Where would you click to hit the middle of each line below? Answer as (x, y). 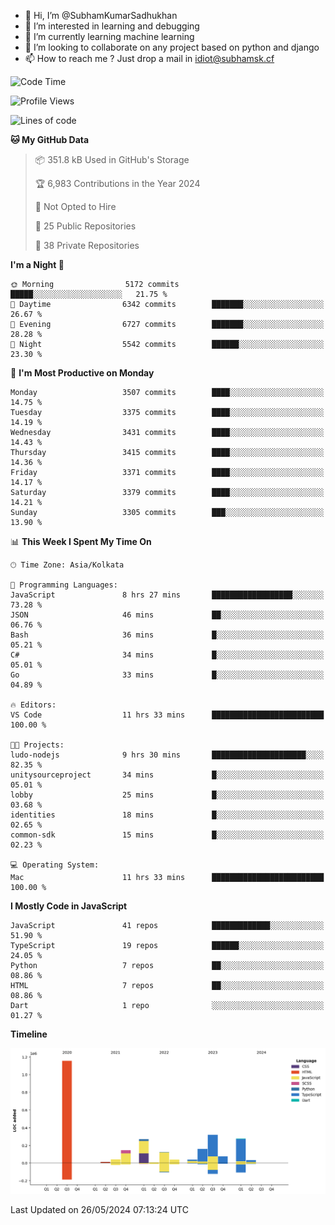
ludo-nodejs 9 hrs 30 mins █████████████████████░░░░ (167, 755)
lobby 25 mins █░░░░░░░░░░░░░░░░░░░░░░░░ (167, 795)
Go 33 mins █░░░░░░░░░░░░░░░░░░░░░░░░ (167, 675)
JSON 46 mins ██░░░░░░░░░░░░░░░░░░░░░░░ (167, 615)
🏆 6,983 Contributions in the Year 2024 (117, 183)
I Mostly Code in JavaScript (69, 906)
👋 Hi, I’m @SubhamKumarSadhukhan (101, 15)
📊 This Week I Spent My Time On (81, 541)
